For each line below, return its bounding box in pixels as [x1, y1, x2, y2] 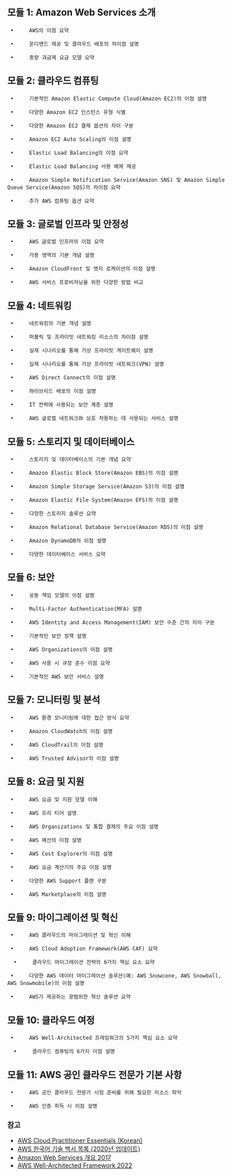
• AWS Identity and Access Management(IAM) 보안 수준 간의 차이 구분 [10, 618, 215, 626]
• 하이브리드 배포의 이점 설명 [10, 388, 96, 395]
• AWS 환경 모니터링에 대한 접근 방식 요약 [10, 714, 129, 721]
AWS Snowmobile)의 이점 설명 [7, 980, 85, 987]
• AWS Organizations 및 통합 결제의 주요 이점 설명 [10, 823, 159, 830]
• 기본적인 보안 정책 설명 [10, 632, 87, 639]
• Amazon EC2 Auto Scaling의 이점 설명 [10, 136, 131, 143]
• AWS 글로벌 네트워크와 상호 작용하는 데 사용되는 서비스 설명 [10, 415, 179, 422]
